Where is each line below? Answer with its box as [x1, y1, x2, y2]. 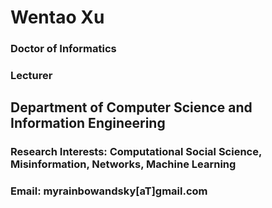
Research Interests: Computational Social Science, [10, 145, 262, 159]
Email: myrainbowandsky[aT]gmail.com [10, 184, 208, 198]
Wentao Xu [10, 6, 105, 29]
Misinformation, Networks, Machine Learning [10, 157, 237, 171]
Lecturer [10, 69, 53, 83]
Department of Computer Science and [10, 99, 253, 116]
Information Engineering [10, 115, 166, 132]
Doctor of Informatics [10, 42, 117, 56]
